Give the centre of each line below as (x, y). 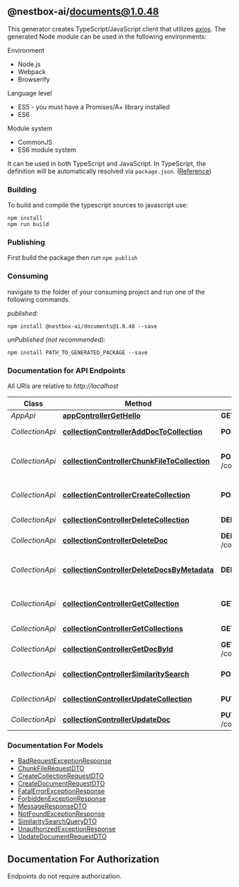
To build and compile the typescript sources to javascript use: (98, 205)
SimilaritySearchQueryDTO (57, 821)
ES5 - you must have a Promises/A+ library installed (94, 107)
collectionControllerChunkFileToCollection (137, 461)
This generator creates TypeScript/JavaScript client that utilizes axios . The (117, 29)
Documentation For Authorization (83, 859)
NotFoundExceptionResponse (61, 814)
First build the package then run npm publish (73, 258)
